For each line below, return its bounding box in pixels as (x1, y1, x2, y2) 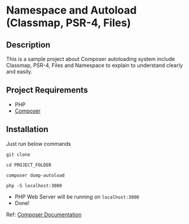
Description (6, 40, 50, 50)
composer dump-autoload (6, 172, 65, 178)
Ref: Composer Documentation (6, 211, 82, 218)
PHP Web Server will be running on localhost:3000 (14, 193, 139, 200)
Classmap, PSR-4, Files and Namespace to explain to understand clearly (6, 62, 183, 69)
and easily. (6, 68, 33, 75)
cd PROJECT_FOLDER (6, 162, 52, 168)
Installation (6, 124, 49, 135)
